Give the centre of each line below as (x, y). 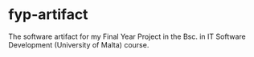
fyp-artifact (48, 15)
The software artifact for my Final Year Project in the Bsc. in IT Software (127, 36)
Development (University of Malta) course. (79, 44)
